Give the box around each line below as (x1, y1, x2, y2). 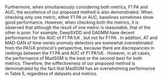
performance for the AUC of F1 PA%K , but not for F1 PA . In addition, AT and (5, 35, 158, 40)
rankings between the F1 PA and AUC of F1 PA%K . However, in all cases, (5, 50, 151, 56)
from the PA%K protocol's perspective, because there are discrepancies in (5, 45, 154, 51)
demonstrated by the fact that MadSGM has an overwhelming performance (5, 66, 155, 71)
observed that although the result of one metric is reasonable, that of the (5, 25, 150, 30)
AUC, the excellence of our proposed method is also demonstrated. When (5, 9, 153, 15)
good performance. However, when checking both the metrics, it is (5, 19, 139, 25)
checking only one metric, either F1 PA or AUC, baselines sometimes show (5, 14, 154, 20)
